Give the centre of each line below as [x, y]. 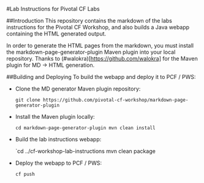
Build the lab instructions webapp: [58, 139]
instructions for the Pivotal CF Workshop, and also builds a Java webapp [98, 27]
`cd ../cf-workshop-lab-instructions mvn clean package [85, 151]
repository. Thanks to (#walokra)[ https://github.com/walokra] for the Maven [102, 58]
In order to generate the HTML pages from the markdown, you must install [100, 46]
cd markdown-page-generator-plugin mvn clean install [85, 128]
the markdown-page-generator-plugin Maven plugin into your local [91, 52]
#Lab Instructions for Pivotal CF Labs [53, 9]
